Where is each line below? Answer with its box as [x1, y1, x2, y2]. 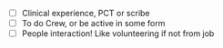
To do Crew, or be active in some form [21, 18, 166, 29]
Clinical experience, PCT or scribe [21, 8, 151, 18]
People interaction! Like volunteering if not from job [21, 28, 215, 39]
